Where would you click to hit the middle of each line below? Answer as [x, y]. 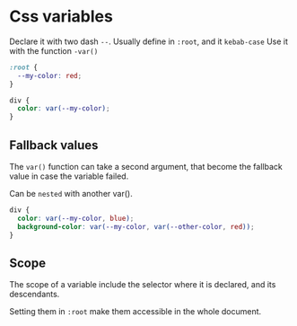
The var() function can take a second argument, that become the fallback [146, 167]
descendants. [35, 295]
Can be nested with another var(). [71, 194]
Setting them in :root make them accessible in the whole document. [135, 312]
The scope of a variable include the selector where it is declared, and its [143, 285]
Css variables [61, 17]
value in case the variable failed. [69, 176]
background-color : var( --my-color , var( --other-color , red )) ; [136, 226]
